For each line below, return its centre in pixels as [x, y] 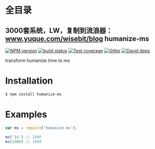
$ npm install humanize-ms [33, 94]
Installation [29, 81]
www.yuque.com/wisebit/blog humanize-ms [77, 39]
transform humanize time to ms [37, 60]
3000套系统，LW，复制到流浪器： [59, 30]
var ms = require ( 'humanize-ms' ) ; [42, 128]
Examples [26, 114]
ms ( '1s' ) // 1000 [23, 137]
